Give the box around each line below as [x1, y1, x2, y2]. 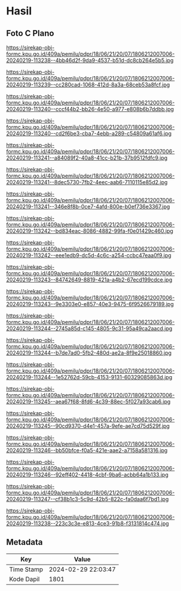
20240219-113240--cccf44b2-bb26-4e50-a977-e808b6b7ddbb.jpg [6, 106, 174, 112]
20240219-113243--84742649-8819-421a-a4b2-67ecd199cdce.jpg [6, 276, 173, 283]
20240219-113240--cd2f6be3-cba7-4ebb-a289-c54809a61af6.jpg [6, 130, 172, 137]
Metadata [6, 537, 43, 547]
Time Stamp [9, 565, 44, 574]
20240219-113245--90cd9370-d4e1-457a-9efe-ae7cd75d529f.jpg [6, 422, 170, 430]
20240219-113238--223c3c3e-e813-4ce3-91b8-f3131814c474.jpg [6, 520, 169, 527]
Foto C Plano [6, 28, 54, 38]
